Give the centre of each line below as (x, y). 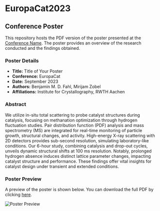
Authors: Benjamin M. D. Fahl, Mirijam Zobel (56, 87)
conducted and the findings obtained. (43, 48)
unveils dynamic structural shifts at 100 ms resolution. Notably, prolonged (78, 151)
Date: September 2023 (35, 82)
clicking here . (19, 195)
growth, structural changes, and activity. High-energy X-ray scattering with (80, 136)
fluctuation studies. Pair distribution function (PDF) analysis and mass (75, 125)
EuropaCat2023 (38, 8)
